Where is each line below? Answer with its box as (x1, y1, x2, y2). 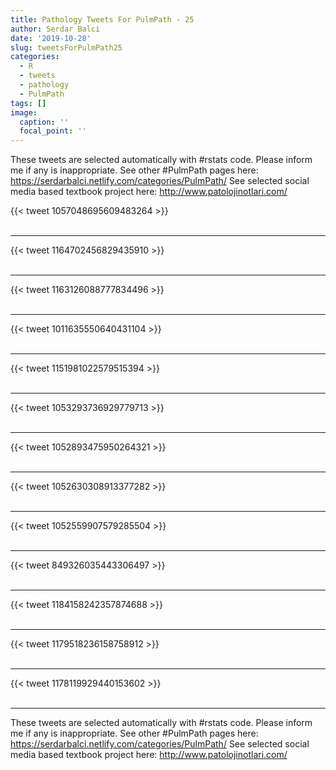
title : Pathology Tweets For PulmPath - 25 (10, 14, 195, 25)
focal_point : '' (19, 126, 87, 136)
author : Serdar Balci (10, 24, 101, 34)
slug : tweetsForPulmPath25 (10, 42, 123, 53)
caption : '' (19, 117, 70, 127)
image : (10, 107, 38, 118)
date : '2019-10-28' (10, 33, 92, 43)
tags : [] (10, 98, 47, 108)
